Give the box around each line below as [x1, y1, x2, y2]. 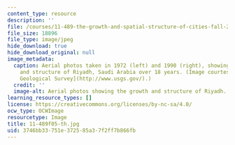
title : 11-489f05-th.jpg [7, 120, 80, 128]
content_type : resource [7, 10, 77, 17]
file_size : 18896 [7, 29, 58, 37]
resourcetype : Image [7, 114, 68, 121]
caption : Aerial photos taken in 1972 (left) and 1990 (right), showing [13, 62, 230, 69]
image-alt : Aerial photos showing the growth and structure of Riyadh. [13, 88, 227, 95]
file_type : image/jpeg [7, 36, 73, 43]
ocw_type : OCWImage [7, 107, 64, 114]
